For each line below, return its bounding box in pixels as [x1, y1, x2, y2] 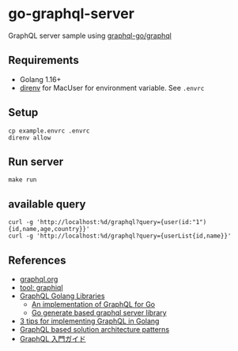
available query [8, 197, 86, 211]
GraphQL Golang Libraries [19, 291, 105, 301]
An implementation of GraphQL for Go [31, 300, 156, 308]
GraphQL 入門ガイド [19, 334, 86, 343]
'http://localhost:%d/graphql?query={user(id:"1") [36, 218, 207, 226]
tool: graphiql [19, 283, 63, 292]
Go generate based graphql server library [31, 308, 168, 317]
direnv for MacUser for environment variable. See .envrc [19, 83, 205, 92]
